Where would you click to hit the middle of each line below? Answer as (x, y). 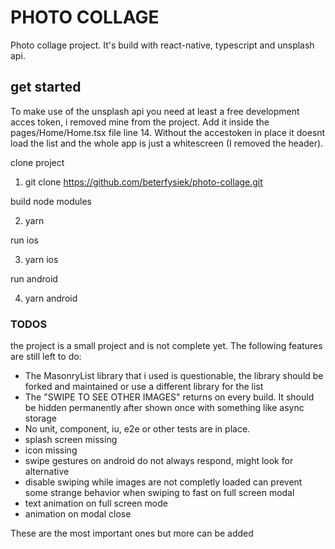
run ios (24, 240)
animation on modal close (78, 514)
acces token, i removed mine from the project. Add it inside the (140, 122)
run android (34, 278)
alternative (47, 472)
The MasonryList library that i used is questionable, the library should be (174, 376)
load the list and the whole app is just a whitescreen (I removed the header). (167, 143)
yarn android (51, 298)
